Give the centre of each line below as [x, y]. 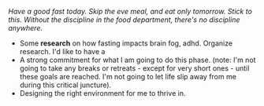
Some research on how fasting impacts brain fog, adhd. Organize [126, 43]
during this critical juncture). [65, 85]
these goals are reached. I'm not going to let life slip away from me [128, 77]
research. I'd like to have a [62, 51]
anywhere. [26, 28]
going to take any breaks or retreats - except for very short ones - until [134, 68]
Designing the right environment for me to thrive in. [102, 93]
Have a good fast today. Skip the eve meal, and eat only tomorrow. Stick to [130, 11]
